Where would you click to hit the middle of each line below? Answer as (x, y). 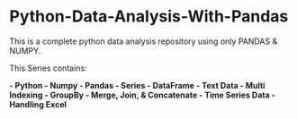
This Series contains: (48, 68)
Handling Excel (38, 104)
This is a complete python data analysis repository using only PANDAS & (144, 41)
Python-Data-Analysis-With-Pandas (149, 17)
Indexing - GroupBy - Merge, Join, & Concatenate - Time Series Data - (143, 95)
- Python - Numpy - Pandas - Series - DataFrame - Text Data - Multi (137, 85)
